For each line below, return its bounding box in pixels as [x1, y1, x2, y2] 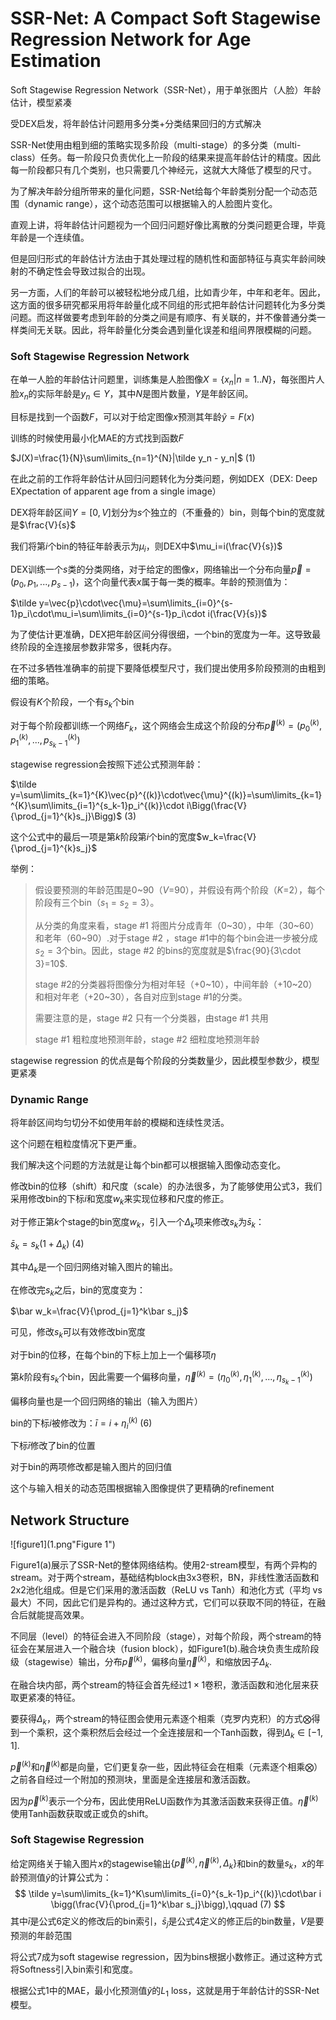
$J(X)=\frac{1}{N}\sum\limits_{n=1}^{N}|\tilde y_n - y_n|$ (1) [10, 452, 256, 464]
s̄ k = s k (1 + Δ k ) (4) [10, 1237, 85, 1252]
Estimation [10, 50, 102, 72]
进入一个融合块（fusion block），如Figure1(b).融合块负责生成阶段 [53, 1643, 320, 1655]
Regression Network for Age [10, 28, 252, 51]
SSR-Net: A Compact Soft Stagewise [10, 7, 322, 30]
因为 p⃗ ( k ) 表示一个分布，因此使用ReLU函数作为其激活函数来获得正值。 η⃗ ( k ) [10, 1793, 319, 1807]
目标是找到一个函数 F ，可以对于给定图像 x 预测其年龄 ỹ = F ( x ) [10, 410, 255, 422]
